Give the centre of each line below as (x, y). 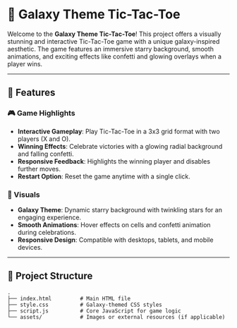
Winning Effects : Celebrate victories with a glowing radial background (120, 146)
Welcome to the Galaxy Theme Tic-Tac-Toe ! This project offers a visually (114, 34)
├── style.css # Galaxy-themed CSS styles (85, 305)
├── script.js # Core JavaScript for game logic (94, 311)
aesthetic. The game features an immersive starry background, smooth (110, 49)
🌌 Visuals (24, 195)
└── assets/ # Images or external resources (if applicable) (116, 317)
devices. (30, 247)
